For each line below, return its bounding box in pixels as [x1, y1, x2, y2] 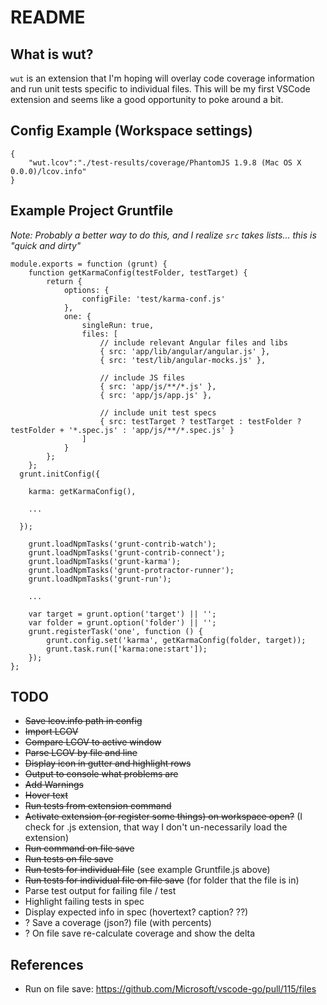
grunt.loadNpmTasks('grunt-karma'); [28, 556, 182, 566]
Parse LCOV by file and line [24, 747, 138, 759]
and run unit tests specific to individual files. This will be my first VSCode [10, 83, 311, 95]
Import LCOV [24, 726, 79, 738]
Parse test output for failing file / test [24, 885, 177, 897]
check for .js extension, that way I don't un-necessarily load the [24, 821, 288, 833]
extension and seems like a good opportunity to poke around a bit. [10, 94, 284, 105]
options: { [63, 285, 110, 295]
